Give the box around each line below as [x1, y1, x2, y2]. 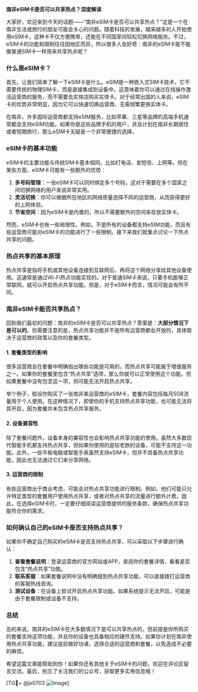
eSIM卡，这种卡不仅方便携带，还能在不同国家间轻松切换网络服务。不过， [11, 33, 189, 40]
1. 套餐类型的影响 [6, 349, 48, 356]
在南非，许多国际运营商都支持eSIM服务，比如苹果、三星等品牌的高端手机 [6, 113, 184, 121]
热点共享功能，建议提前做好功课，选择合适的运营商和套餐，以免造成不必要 [11, 641, 192, 648]
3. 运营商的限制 [6, 471, 44, 478]
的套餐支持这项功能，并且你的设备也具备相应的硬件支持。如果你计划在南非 [6, 633, 187, 640]
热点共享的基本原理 [6, 252, 61, 260]
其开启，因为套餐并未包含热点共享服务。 [6, 405, 104, 412]
